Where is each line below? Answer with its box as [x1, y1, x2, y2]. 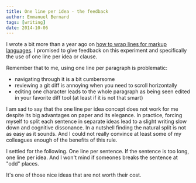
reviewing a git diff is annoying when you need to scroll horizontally [14, 82, 177, 89]
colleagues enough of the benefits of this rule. [6, 136, 118, 143]
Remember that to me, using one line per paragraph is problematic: [6, 65, 168, 72]
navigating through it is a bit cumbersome [14, 76, 115, 83]
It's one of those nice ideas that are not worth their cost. [6, 171, 142, 178]
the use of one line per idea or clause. [6, 53, 98, 60]
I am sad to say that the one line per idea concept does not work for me [6, 105, 178, 112]
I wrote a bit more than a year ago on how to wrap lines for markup [6, 41, 167, 48]
